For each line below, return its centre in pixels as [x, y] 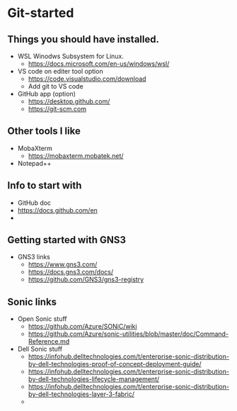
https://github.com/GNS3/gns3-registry [86, 280]
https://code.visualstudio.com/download [87, 79]
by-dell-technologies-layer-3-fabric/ [81, 394]
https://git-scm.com [57, 109]
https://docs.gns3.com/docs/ [71, 272]
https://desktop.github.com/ [69, 101]
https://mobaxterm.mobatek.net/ [76, 156]
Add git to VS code [56, 86]
